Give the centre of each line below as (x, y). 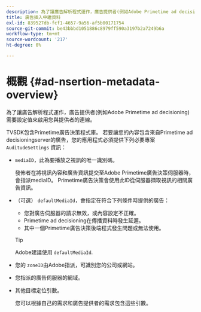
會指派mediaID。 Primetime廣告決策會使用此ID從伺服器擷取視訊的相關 (101, 180)
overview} (32, 95)
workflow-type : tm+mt (33, 34)
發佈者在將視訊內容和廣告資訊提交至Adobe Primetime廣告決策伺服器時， (104, 172)
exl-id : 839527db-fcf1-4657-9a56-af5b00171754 (65, 23)
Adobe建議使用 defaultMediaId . (54, 252)
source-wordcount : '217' (37, 39)
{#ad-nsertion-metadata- (95, 82)
